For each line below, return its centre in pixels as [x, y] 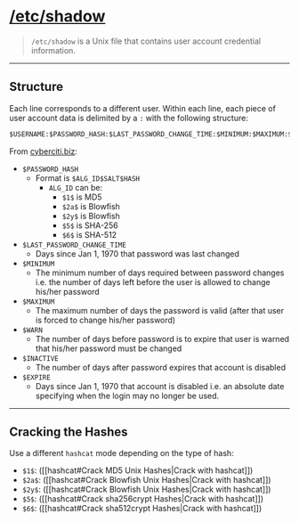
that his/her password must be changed [109, 348]
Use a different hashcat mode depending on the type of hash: [121, 453]
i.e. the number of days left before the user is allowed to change [153, 281]
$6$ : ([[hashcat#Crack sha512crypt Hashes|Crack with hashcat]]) [142, 509]
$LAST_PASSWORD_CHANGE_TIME [74, 245]
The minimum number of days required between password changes [160, 273]
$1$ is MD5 [82, 197]
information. [53, 50]
